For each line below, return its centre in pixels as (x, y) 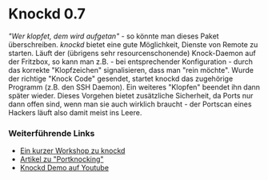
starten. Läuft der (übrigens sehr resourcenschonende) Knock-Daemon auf (132, 53)
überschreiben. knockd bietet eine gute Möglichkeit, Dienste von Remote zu (133, 44)
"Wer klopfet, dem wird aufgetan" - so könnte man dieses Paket (114, 36)
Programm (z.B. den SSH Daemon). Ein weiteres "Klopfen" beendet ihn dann (134, 87)
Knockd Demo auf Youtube (64, 168)
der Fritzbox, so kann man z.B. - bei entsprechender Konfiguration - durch (131, 62)
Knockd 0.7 (47, 14)
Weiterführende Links (52, 133)
